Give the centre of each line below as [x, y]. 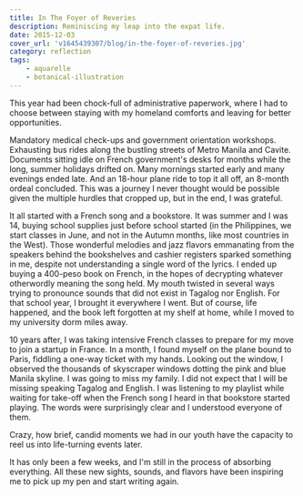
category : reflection [50, 52]
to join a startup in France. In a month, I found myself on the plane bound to [151, 349]
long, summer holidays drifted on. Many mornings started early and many [147, 168]
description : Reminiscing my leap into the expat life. [117, 26]
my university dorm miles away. [69, 322]
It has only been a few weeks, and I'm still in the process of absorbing [140, 461]
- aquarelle [48, 69]
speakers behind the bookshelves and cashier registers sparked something [151, 254]
